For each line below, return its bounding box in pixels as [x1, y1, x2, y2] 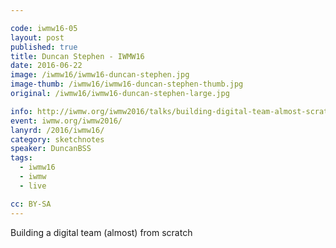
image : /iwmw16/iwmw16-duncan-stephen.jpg [10, 70, 190, 80]
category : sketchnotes [10, 134, 105, 145]
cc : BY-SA [10, 199, 52, 209]
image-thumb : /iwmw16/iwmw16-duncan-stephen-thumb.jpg [10, 79, 244, 90]
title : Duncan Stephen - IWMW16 [10, 51, 145, 61]
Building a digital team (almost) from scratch [10, 226, 193, 238]
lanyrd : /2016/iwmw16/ [10, 125, 105, 135]
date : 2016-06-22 [10, 61, 83, 71]
